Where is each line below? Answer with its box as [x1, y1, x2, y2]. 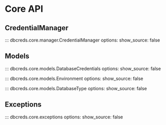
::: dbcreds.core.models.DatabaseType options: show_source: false [5, 85, 147, 91]
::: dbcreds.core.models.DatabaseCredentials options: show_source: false [5, 65, 161, 72]
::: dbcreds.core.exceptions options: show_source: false [5, 114, 123, 120]
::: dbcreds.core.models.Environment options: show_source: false [5, 75, 143, 81]
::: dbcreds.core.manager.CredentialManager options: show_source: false [5, 37, 160, 43]
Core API [5, 3, 43, 15]
